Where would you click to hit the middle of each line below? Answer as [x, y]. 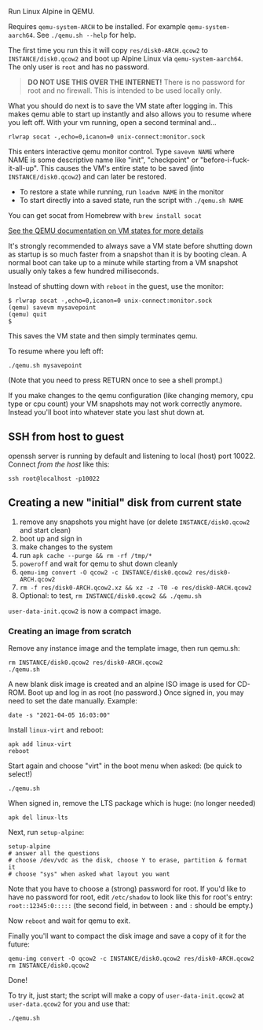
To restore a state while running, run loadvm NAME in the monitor [122, 192]
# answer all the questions [54, 853]
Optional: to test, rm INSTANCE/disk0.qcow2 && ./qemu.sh [110, 595]
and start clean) [45, 530]
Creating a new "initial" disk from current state [125, 503]
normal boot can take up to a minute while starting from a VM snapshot [123, 262]
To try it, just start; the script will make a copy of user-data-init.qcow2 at [126, 995]
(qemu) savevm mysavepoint [52, 308]
